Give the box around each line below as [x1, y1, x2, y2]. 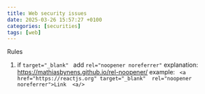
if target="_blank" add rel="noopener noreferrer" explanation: [16, 61, 198, 69]
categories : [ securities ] [7, 22, 81, 29]
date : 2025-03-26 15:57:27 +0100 [7, 16, 102, 23]
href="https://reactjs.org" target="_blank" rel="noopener [16, 76, 192, 82]
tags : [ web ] [7, 29, 41, 36]
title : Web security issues [7, 10, 87, 17]
